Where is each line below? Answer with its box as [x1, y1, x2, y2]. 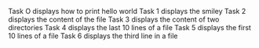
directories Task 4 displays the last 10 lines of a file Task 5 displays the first [8, 23, 251, 32]
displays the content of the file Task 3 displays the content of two [8, 15, 220, 24]
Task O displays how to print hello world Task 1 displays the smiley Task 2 [8, 7, 246, 15]
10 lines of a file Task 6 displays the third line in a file [8, 31, 178, 40]
